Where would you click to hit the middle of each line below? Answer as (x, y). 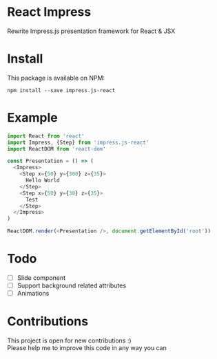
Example (32, 118)
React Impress (49, 12)
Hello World (42, 181)
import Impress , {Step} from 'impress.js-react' (78, 142)
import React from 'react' (46, 136)
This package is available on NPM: (56, 78)
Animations (33, 294)
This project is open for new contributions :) (70, 340)
